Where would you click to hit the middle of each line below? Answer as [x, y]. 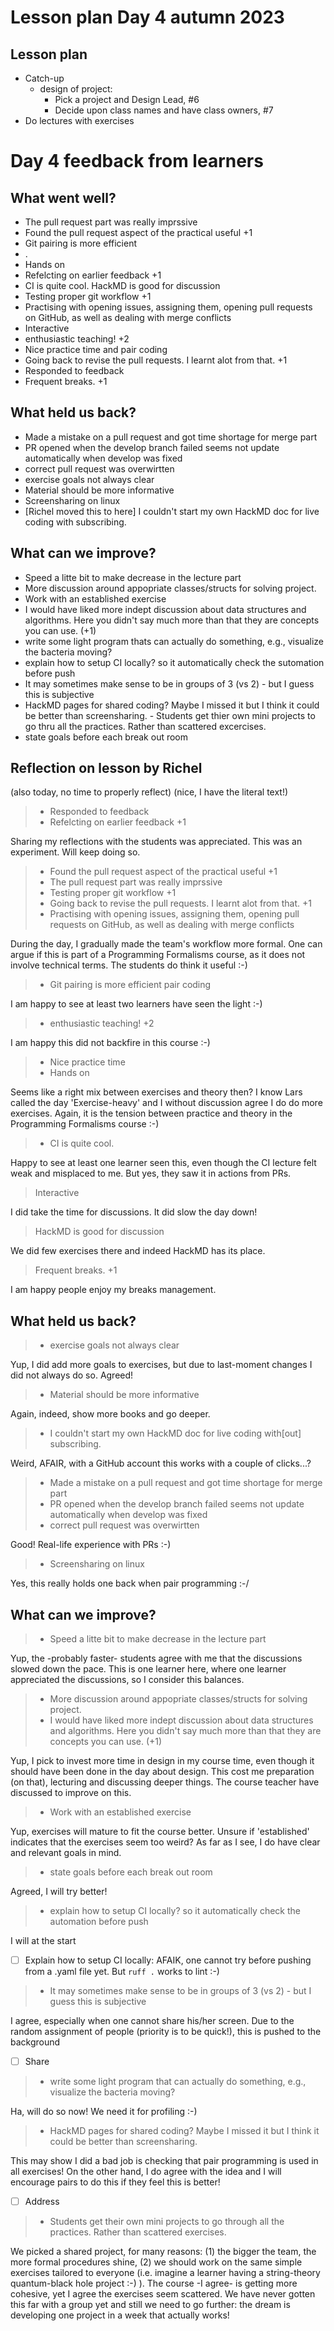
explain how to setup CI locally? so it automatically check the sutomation [174, 662]
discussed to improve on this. [71, 1793]
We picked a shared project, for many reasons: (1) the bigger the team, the [163, 2252]
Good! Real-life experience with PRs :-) [91, 1545]
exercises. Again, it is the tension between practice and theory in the [151, 1113]
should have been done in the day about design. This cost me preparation [162, 1772]
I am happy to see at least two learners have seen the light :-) [136, 1004]
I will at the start [43, 1941]
